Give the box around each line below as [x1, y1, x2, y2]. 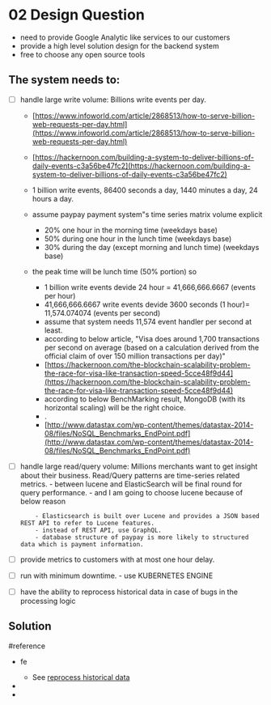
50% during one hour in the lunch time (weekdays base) [44, 233, 232, 244]
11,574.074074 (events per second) [44, 308, 161, 317]
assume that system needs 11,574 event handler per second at [44, 316, 252, 326]
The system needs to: [8, 73, 121, 87]
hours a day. [32, 193, 74, 203]
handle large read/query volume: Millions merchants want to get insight [19, 461, 258, 471]
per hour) [44, 291, 76, 300]
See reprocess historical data [32, 672, 130, 682]
